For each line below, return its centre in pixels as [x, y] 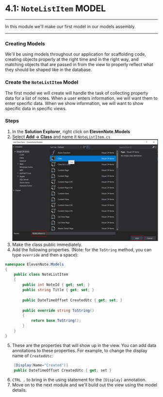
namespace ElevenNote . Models [34, 264]
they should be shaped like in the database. [49, 70]
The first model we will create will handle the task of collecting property [77, 93]
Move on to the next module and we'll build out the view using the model [85, 385]
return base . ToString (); [56, 321]
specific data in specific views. [36, 108]
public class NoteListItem [41, 275]
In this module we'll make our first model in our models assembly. [70, 26]
